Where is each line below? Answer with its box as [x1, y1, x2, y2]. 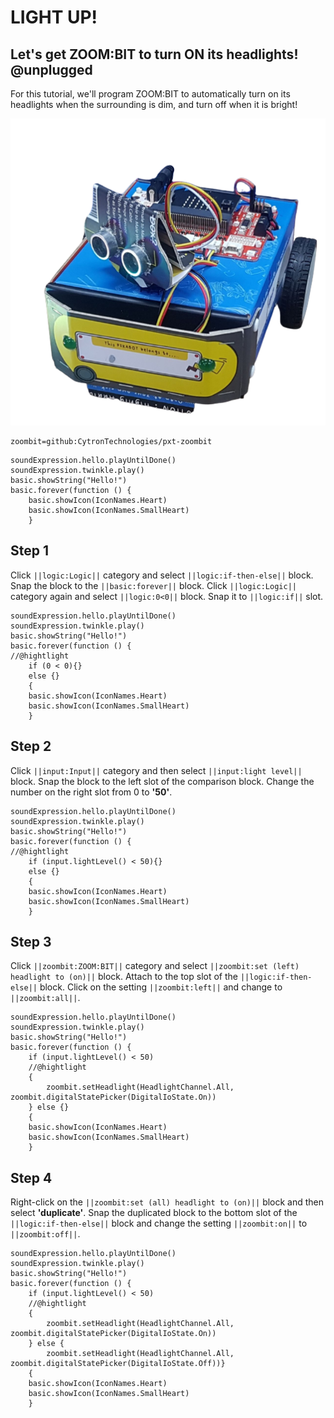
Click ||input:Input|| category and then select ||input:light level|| [10, 764, 303, 776]
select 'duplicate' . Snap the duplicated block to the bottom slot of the [10, 1207, 298, 1219]
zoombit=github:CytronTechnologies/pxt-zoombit [10, 437, 213, 447]
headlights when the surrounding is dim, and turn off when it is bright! [10, 99, 298, 110]
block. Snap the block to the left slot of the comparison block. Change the [10, 775, 315, 787]
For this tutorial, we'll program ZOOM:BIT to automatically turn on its [10, 88, 291, 100]
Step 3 [10, 934, 52, 951]
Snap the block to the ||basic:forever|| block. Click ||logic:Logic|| [10, 579, 297, 591]
